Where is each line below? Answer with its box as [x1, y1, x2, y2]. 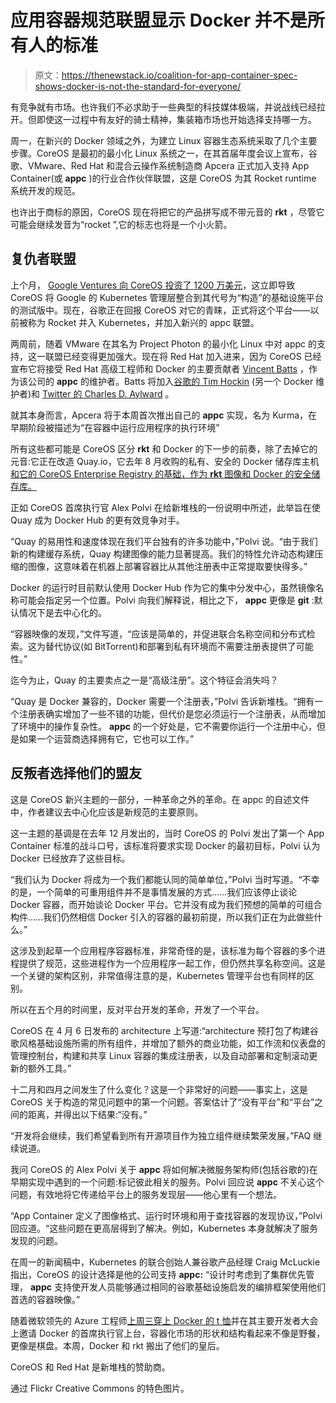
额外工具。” [27, 1062, 72, 1074]
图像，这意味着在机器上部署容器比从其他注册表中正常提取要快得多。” [27, 560, 308, 572]
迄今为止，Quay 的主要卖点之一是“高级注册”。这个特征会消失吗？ [10, 674, 279, 686]
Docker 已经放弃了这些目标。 [10, 852, 131, 864]
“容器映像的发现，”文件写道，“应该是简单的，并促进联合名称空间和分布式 [10, 627, 307, 640]
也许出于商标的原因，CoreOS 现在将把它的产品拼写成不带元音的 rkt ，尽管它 [10, 206, 325, 218]
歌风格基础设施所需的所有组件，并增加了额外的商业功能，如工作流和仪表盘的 [10, 1037, 326, 1049]
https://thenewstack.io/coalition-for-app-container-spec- [61, 69, 298, 81]
